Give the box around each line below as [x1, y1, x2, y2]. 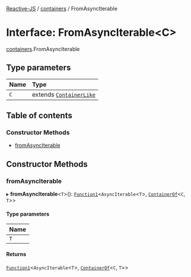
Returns [6, 250, 27, 257]
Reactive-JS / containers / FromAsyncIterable [6, 5, 117, 12]
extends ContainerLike [31, 90, 96, 99]
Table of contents [6, 111, 72, 121]
